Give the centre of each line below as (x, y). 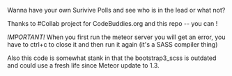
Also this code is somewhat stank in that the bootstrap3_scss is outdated (112, 58)
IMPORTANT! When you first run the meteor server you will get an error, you (116, 37)
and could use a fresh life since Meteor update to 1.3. (83, 65)
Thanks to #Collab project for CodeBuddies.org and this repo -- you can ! (113, 23)
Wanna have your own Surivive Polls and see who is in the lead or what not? (116, 10)
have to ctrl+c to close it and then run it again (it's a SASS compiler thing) (113, 44)
